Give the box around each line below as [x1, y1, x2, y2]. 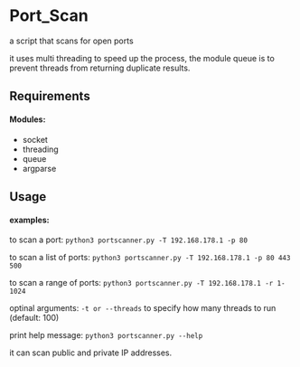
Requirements [9, 89, 90, 104]
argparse [22, 163, 57, 174]
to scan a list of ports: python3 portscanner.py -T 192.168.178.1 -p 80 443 [9, 252, 291, 263]
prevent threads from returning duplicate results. [9, 62, 191, 73]
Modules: [9, 114, 46, 125]
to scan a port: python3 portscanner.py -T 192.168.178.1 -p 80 [9, 234, 248, 245]
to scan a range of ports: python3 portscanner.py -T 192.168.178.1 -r [9, 278, 274, 288]
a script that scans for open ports [9, 35, 134, 46]
